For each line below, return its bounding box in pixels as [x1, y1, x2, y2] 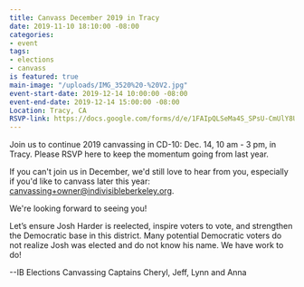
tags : [9, 47, 30, 56]
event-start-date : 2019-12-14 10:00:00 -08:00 [9, 89, 188, 98]
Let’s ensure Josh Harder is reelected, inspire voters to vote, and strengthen [9, 221, 293, 232]
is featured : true [9, 72, 79, 81]
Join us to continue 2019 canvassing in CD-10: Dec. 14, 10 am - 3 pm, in [9, 139, 277, 150]
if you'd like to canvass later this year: [9, 176, 151, 187]
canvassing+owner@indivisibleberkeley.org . [9, 186, 175, 196]
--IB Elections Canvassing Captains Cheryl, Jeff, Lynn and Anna [9, 267, 247, 278]
